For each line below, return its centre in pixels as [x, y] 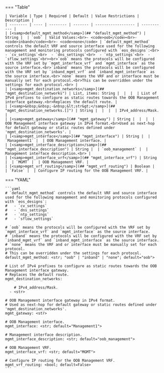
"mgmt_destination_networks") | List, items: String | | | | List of [81, 93]
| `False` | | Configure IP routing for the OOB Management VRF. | [77, 171]
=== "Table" [18, 7]
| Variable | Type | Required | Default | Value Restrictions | [72, 16]
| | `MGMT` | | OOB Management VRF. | [47, 162]
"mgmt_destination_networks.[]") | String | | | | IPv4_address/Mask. [82, 110]
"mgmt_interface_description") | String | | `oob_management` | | [77, 149]
